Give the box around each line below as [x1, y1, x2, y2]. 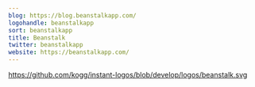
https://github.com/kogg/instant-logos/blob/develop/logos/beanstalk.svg [8, 70, 248, 79]
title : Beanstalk [8, 33, 66, 42]
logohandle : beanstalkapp [8, 19, 94, 27]
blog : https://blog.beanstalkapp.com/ [8, 11, 137, 20]
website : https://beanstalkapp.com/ [8, 48, 129, 56]
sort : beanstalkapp [8, 26, 73, 34]
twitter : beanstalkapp [8, 41, 83, 49]
